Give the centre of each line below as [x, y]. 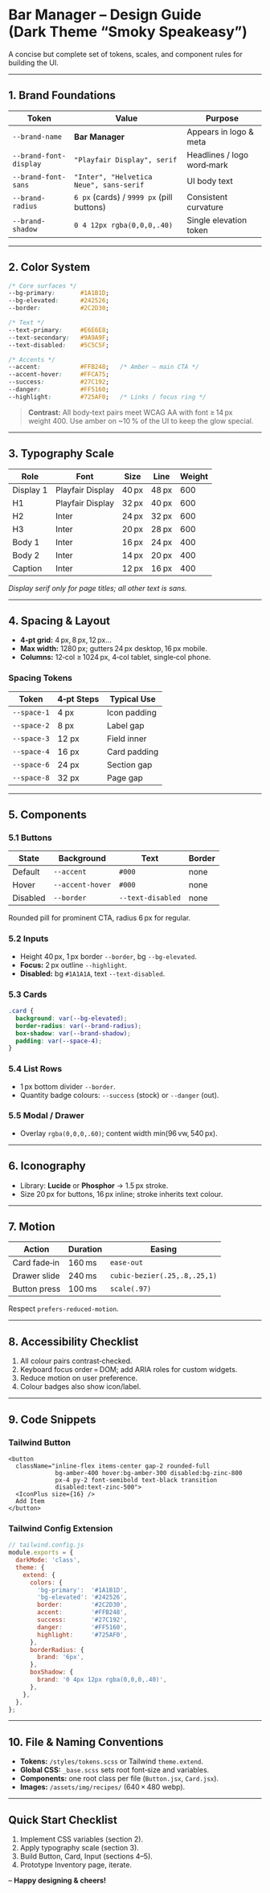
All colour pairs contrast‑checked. [76, 1361]
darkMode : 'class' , [48, 1560]
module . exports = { [41, 1553]
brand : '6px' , [61, 1657]
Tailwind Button [39, 1442]
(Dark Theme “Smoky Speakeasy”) [128, 32]
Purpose [222, 118]
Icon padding [132, 712]
